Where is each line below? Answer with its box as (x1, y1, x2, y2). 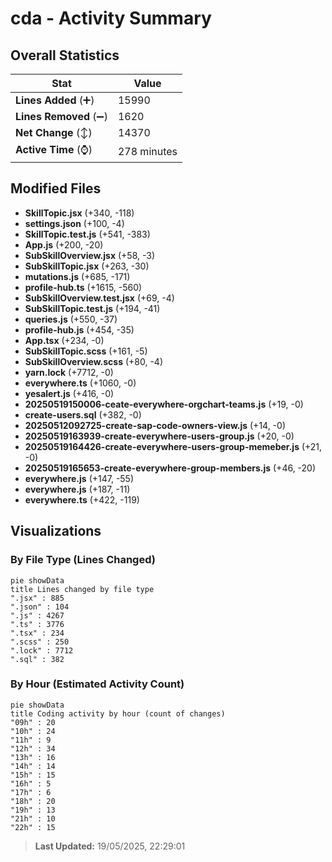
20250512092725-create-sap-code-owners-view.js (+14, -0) (24, 419, 286, 431)
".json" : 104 (10, 602, 70, 612)
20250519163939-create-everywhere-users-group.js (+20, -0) (24, 430, 295, 442)
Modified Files (10, 180, 102, 197)
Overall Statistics (10, 47, 120, 64)
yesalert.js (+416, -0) (24, 387, 115, 399)
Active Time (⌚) (15, 143, 93, 156)
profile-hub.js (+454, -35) (24, 323, 135, 336)
